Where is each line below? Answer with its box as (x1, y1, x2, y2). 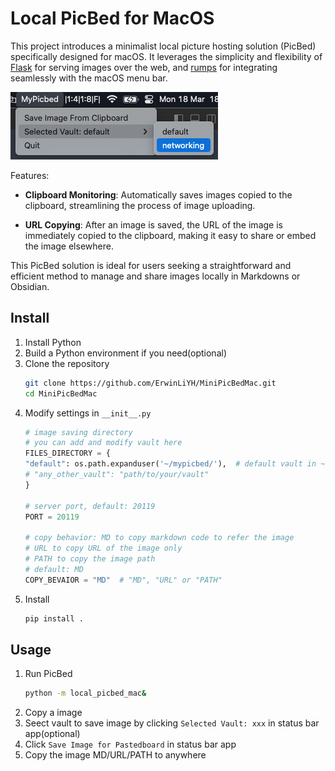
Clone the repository (24, 357, 110, 369)
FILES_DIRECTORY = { (24, 448, 111, 459)
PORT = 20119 (24, 512, 80, 522)
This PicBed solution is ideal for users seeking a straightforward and (10, 259, 292, 271)
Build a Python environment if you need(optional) (24, 347, 228, 359)
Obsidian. (10, 280, 50, 292)
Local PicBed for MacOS (10, 7, 215, 30)
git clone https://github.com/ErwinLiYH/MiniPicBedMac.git (24, 378, 277, 388)
